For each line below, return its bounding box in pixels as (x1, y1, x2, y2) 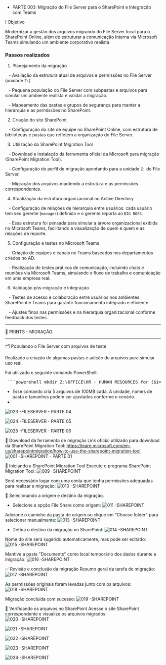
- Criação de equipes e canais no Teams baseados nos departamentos (8, 250, 153, 256)
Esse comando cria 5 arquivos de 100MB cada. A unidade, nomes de (12, 388, 153, 394)
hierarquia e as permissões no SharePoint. (5, 108, 91, 113)
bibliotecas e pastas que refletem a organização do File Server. (5, 132, 134, 138)
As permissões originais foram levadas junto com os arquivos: (5, 581, 132, 587)
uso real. (5, 360, 23, 366)
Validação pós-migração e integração (12, 285, 89, 291)
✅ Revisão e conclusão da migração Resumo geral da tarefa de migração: (5, 566, 156, 572)
